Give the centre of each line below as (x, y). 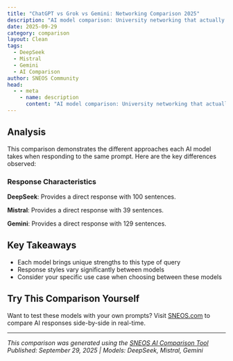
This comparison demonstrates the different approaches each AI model (109, 149)
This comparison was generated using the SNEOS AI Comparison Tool (108, 343)
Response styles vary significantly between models (91, 269)
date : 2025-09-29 (32, 26)
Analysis (27, 132)
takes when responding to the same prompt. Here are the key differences (112, 156)
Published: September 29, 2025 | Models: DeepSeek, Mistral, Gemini (105, 350)
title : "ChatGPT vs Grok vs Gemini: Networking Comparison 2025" (103, 14)
